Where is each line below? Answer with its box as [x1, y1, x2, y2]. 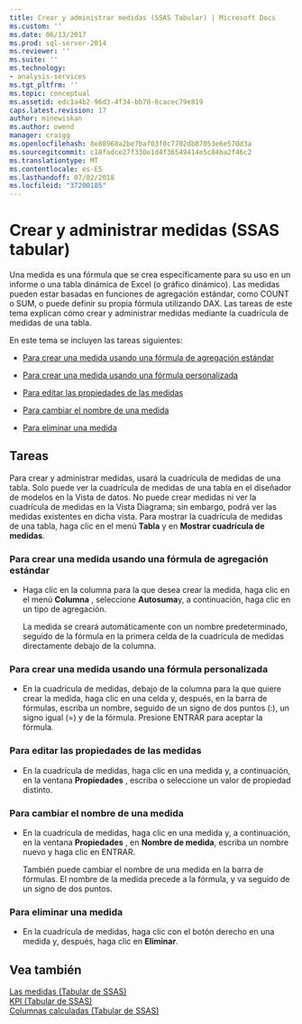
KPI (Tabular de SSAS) [9, 996, 93, 1007]
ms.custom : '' [9, 22, 63, 31]
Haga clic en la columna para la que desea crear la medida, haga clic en [22, 585, 290, 596]
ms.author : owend [9, 123, 75, 132]
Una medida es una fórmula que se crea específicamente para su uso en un [9, 269, 291, 280]
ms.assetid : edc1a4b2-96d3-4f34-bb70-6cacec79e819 [9, 97, 204, 107]
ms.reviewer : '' [9, 47, 70, 56]
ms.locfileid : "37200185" [9, 182, 106, 191]
